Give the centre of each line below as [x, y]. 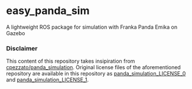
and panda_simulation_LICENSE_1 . [48, 80]
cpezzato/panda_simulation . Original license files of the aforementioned [94, 67]
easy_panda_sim [48, 11]
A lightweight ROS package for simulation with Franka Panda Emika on [92, 27]
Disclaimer [22, 48]
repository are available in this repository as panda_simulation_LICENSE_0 [96, 74]
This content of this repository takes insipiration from [71, 61]
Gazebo [16, 33]
